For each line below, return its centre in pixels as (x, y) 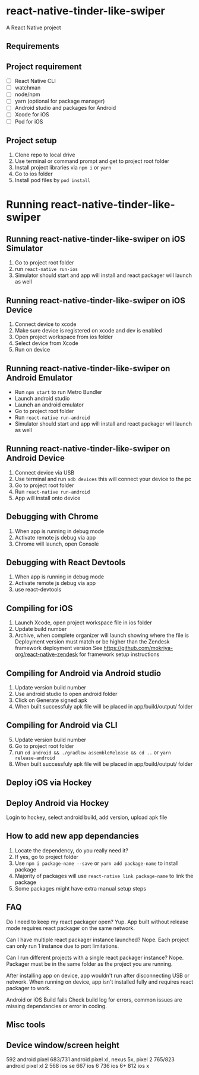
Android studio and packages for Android (65, 108)
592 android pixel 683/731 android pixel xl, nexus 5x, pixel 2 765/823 (91, 1059)
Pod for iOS (29, 121)
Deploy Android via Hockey (58, 803)
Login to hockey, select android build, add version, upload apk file (87, 817)
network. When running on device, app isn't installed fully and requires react (100, 982)
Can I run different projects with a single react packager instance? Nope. (95, 957)
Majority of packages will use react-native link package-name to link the (104, 876)
